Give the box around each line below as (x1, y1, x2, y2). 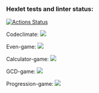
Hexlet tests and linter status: (6, 5, 94, 13)
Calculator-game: (6, 56, 49, 63)
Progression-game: (6, 80, 54, 88)
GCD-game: (6, 68, 36, 75)
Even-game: (6, 43, 36, 50)
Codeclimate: (6, 31, 39, 38)
